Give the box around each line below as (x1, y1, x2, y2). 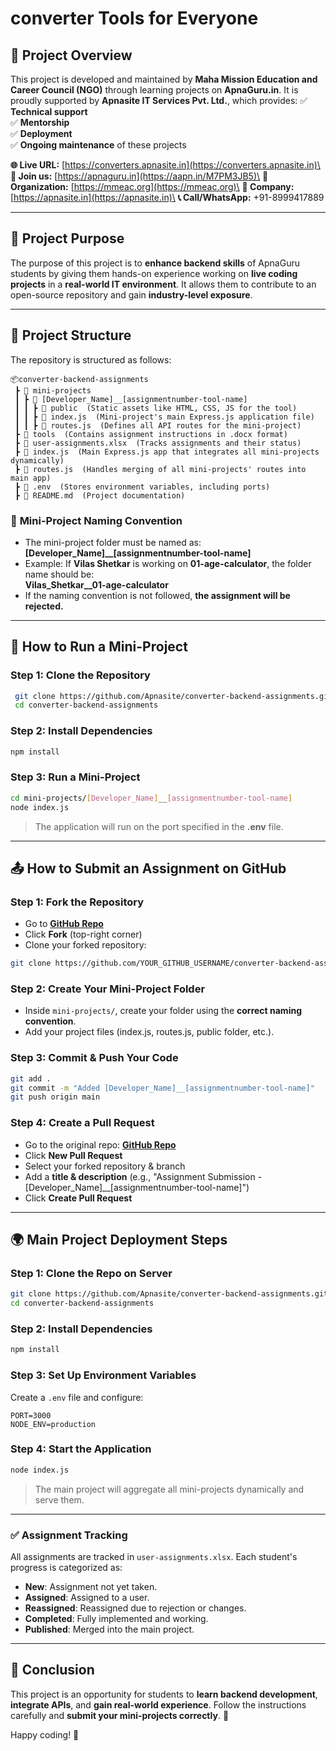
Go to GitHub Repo (24, 918, 104, 930)
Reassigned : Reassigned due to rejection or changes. (24, 1602, 247, 1614)
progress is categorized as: (10, 1562, 123, 1574)
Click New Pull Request (24, 1149, 123, 1161)
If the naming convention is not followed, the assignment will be (24, 589, 291, 601)
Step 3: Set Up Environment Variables (10, 1368, 197, 1382)
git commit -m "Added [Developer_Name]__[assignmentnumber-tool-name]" (10, 1083, 315, 1093)
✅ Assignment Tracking (10, 1528, 128, 1542)
